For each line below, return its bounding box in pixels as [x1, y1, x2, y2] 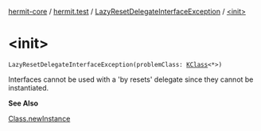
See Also [8, 98, 38, 108]
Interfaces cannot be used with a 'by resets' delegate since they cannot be [8, 75, 254, 84]
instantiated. [8, 83, 49, 92]
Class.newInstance [8, 114, 71, 123]
